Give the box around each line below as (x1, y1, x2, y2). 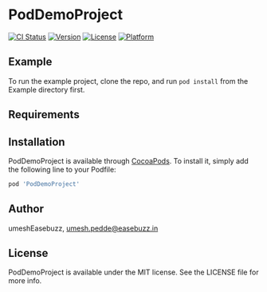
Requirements (8, 108, 80, 121)
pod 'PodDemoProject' (8, 180, 80, 188)
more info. (8, 276, 42, 286)
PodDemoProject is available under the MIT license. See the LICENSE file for (8, 267, 259, 277)
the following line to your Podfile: (8, 164, 117, 174)
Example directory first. (8, 85, 85, 94)
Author (8, 202, 44, 216)
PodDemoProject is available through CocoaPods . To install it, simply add (8, 156, 249, 165)
